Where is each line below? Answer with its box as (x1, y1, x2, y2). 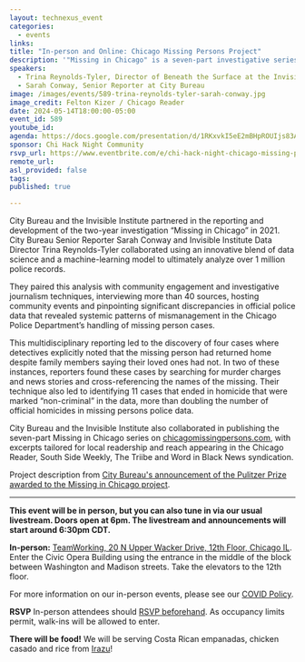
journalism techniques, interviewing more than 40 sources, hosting (9, 291, 260, 302)
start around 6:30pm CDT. (9, 525, 111, 536)
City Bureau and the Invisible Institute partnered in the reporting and (9, 216, 264, 226)
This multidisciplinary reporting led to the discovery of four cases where (9, 337, 280, 348)
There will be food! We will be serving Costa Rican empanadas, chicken (9, 634, 280, 645)
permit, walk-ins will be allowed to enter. (9, 616, 161, 627)
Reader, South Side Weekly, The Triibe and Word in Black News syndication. (9, 452, 294, 463)
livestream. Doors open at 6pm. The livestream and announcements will (9, 515, 287, 526)
